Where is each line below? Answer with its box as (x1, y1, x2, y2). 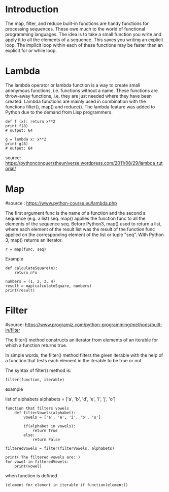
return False (32, 437, 60, 442)
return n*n (14, 270, 38, 275)
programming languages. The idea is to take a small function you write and (5, 31, 161, 37)
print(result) (5, 287, 36, 293)
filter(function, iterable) (5, 377, 65, 382)
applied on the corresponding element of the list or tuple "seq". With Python (5, 231, 164, 238)
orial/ (5, 165, 16, 171)
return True (32, 428, 58, 433)
